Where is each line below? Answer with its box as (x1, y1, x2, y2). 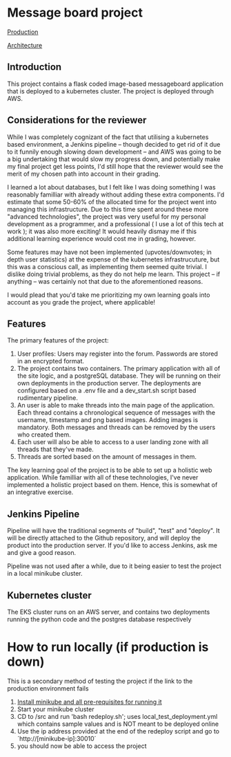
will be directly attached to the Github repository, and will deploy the (7, 534, 201, 542)
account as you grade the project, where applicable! (7, 298, 156, 306)
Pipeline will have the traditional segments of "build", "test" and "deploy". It (7, 527, 221, 535)
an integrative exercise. (7, 488, 74, 496)
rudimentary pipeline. (17, 394, 78, 402)
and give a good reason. (7, 549, 77, 557)
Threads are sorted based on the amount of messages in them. (17, 453, 197, 461)
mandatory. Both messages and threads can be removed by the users (17, 423, 216, 432)
